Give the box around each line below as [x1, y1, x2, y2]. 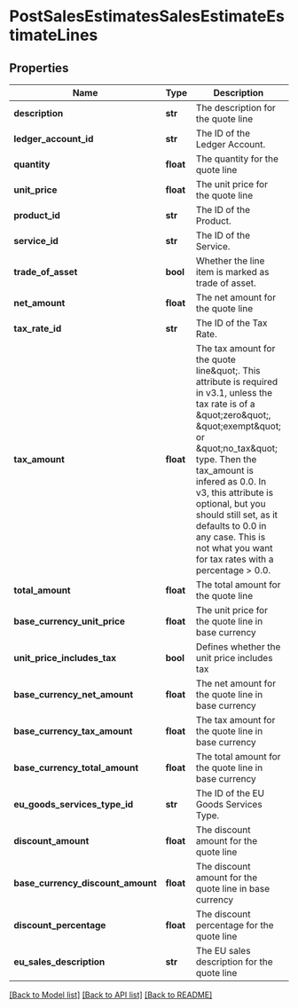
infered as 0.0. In [195, 476, 267, 487]
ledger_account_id [13, 133, 94, 145]
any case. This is [195, 531, 266, 543]
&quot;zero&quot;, [195, 409, 271, 421]
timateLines [9, 25, 98, 45]
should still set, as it [195, 508, 278, 521]
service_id [13, 235, 59, 247]
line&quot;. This [195, 365, 261, 376]
